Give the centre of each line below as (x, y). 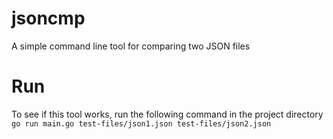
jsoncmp (48, 18)
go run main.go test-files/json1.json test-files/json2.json (141, 123)
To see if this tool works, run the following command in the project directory (167, 114)
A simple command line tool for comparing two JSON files (131, 46)
